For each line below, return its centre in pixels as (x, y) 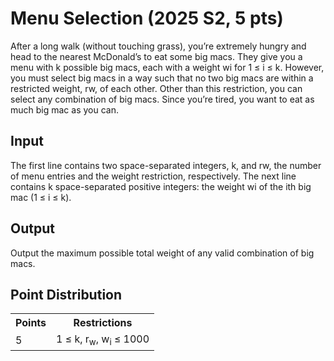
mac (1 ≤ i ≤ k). (41, 197)
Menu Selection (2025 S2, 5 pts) (147, 18)
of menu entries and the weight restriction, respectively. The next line (153, 176)
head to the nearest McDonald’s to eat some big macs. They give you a (156, 56)
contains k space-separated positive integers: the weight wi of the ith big (161, 186)
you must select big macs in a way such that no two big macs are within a (162, 78)
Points (31, 323)
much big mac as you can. (64, 109)
